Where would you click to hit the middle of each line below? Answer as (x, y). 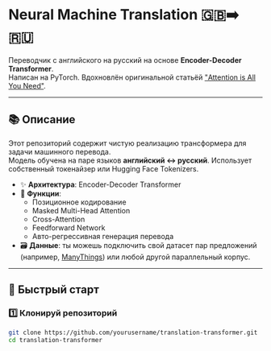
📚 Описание (42, 120)
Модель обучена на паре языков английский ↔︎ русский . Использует (130, 160)
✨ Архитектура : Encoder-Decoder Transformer (100, 184)
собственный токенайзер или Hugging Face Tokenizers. (104, 168)
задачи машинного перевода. (60, 151)
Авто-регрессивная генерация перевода (103, 236)
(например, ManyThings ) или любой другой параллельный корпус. (135, 257)
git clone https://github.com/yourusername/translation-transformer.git (133, 333)
